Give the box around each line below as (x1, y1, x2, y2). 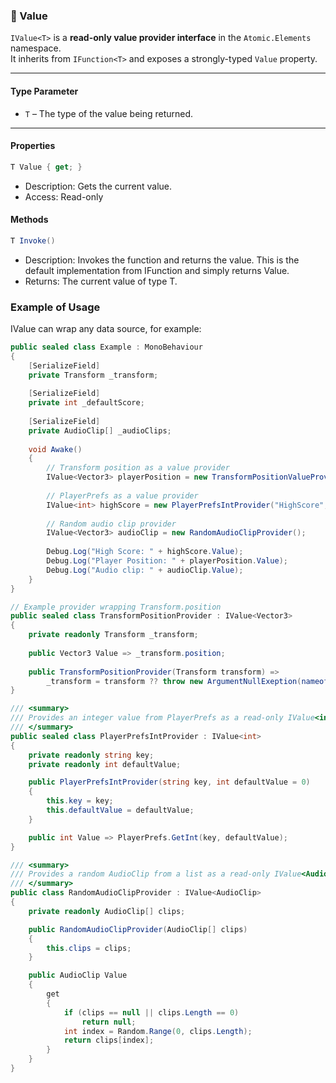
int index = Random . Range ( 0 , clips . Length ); (63, 1026, 253, 1036)
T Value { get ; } (10, 162, 83, 172)
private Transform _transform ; (28, 370, 159, 380)
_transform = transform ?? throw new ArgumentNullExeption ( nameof (46, 676, 329, 686)
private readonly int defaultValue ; (28, 759, 182, 769)
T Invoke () (10, 235, 56, 246)
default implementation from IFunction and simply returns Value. (24, 264, 290, 276)
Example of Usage (10, 300, 101, 314)
